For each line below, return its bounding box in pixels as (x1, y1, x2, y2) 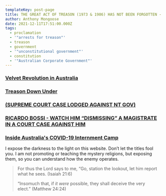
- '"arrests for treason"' (9, 35, 66, 40)
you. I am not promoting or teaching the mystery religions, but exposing (5, 151, 152, 157)
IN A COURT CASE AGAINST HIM (5, 120, 86, 127)
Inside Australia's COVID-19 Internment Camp (5, 134, 119, 141)
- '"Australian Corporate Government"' (9, 58, 93, 63)
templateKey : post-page (5, 7, 55, 12)
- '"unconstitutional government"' (9, 49, 84, 54)
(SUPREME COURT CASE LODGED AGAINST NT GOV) (5, 101, 136, 108)
